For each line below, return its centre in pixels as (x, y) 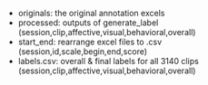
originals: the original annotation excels (91, 13)
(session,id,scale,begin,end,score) (83, 52)
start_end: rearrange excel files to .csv (90, 42)
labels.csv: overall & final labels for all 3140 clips (109, 61)
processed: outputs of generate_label (88, 23)
